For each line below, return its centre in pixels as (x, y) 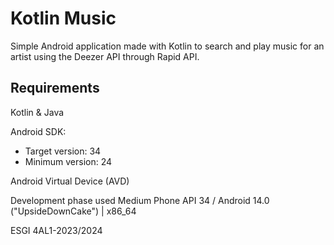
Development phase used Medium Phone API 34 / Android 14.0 (140, 200)
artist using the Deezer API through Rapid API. (105, 56)
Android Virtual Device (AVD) (70, 181)
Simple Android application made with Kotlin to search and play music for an (167, 46)
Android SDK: (38, 131)
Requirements (55, 88)
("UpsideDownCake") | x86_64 (73, 211)
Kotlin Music (63, 18)
